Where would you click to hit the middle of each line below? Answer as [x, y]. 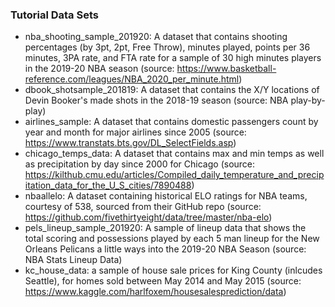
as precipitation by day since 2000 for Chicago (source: [140, 164]
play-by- [308, 100]
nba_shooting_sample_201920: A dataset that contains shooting [156, 37]
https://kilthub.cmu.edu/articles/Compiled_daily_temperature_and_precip [174, 175]
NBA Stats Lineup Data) [73, 260]
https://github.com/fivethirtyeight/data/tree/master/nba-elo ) [148, 217]
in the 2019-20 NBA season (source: [99, 69]
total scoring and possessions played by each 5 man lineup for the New [172, 239]
